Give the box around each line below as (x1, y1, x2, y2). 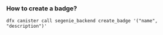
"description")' (6, 23, 47, 30)
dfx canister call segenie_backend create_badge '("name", (6, 18, 158, 24)
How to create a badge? (6, 4, 77, 13)
